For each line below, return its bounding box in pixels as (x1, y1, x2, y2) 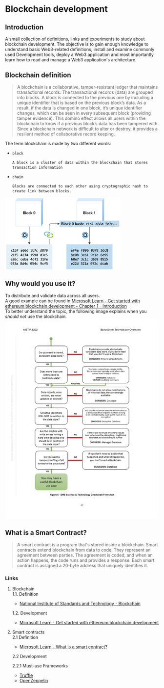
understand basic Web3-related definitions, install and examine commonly (5, 47, 155, 52)
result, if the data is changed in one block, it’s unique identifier (17, 105, 143, 111)
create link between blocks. (12, 188, 72, 193)
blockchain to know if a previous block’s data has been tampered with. (17, 120, 159, 126)
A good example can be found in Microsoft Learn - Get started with (5, 298, 140, 304)
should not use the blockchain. (5, 313, 67, 319)
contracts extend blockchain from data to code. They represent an (17, 547, 151, 553)
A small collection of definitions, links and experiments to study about (5, 36, 145, 42)
